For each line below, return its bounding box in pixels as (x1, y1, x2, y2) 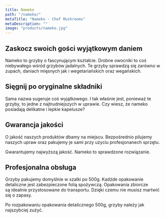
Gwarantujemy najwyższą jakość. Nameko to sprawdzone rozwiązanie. (5, 149, 151, 155)
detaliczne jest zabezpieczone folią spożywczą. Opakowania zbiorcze (5, 182, 148, 188)
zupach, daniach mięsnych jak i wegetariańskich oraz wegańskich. (5, 68, 142, 74)
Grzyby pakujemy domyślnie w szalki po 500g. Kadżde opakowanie (5, 176, 144, 182)
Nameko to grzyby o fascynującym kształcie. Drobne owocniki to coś (5, 57, 147, 63)
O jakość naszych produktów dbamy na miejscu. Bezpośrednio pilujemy (5, 134, 153, 140)
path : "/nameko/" (5, 12, 41, 17)
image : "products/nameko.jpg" (5, 26, 68, 31)
